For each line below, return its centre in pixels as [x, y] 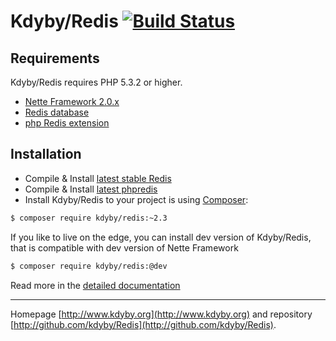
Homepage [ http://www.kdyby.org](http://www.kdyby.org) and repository [161, 314]
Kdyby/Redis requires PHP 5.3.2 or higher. [96, 82]
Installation [46, 154]
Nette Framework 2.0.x [72, 101]
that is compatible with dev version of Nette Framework [124, 247]
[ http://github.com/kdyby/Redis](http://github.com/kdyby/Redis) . [143, 324]
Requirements [55, 58]
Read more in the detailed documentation [95, 285]
